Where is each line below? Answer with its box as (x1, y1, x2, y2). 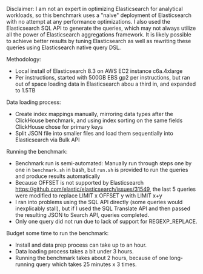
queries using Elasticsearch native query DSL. (6, 44, 121, 51)
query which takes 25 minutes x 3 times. (36, 261, 137, 268)
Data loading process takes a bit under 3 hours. (15, 248, 135, 255)
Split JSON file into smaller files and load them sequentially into (15, 130, 174, 137)
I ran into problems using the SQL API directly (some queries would (15, 199, 183, 205)
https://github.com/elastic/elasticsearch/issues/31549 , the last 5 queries (15, 185, 196, 193)
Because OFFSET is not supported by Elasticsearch (15, 179, 144, 186)
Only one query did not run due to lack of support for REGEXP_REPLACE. (15, 218, 198, 225)
